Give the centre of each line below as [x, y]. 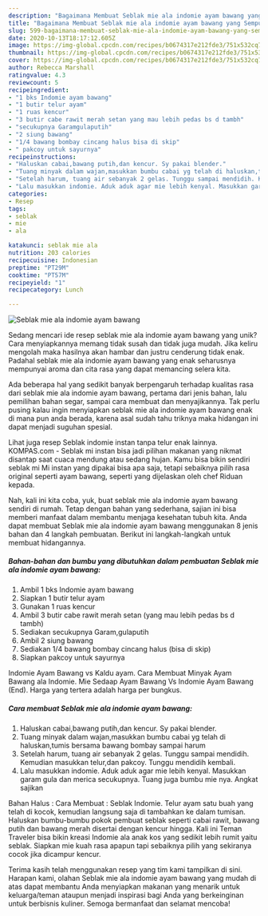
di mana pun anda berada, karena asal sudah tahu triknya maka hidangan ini [133, 418]
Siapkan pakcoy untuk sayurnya [72, 658]
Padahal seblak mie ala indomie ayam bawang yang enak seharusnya [122, 361]
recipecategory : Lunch [46, 290]
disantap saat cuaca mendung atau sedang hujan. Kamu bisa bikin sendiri [129, 459]
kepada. [22, 485]
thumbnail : [26, 53]
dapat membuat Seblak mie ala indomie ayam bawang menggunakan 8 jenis [133, 526]
